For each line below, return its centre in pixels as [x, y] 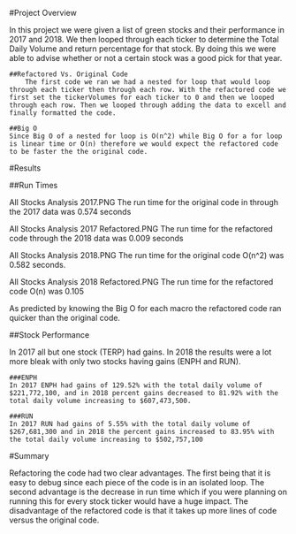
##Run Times [34, 185]
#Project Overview [43, 13]
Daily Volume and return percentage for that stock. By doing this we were [143, 49]
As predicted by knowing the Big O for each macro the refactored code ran [145, 308]
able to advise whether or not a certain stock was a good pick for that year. [146, 58]
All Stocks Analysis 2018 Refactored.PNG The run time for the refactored [141, 282]
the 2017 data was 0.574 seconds [70, 212]
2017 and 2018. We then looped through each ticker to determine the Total [144, 39]
